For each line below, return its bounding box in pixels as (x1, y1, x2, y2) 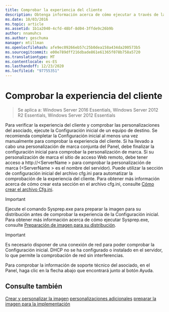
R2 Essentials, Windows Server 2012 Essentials (17, 112, 116, 118)
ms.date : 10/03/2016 (5, 17, 49, 22)
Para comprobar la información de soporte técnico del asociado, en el (5, 262, 150, 268)
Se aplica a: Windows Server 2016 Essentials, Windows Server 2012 (17, 107, 158, 113)
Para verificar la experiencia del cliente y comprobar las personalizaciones (5, 122, 160, 128)
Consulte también (5, 282, 62, 291)
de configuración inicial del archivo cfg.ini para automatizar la (5, 170, 133, 176)
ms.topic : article (5, 21, 44, 27)
